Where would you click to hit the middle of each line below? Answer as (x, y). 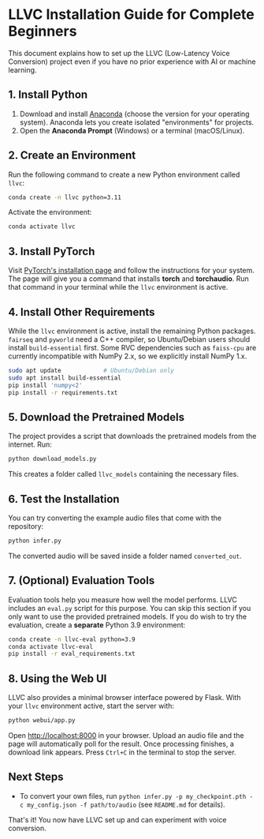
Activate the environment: (50, 212)
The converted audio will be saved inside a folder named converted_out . (125, 556)
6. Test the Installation (64, 499)
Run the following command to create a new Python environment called (124, 174)
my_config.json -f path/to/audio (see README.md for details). (126, 804)
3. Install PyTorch (52, 251)
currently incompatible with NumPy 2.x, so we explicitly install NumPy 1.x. (128, 356)
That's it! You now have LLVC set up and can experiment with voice (117, 819)
